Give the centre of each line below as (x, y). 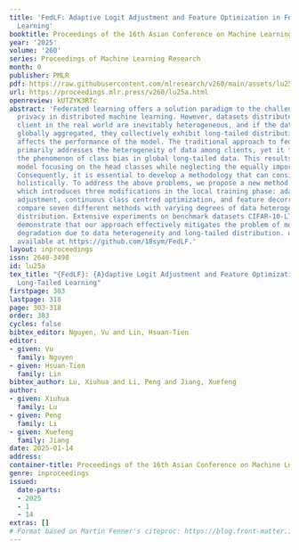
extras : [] (29, 523)
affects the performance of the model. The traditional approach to (147, 142)
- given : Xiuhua (39, 399)
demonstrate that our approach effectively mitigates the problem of (149, 225)
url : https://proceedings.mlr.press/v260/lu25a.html (109, 92)
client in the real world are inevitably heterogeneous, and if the (147, 126)
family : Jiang (43, 440)
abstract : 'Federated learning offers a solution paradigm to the (135, 109)
